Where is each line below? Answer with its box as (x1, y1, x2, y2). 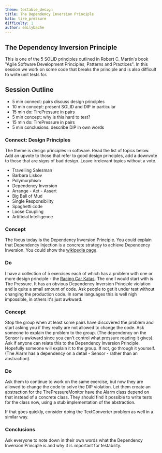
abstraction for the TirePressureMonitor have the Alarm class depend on (5, 389, 149, 395)
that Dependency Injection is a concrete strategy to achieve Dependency (5, 242, 150, 248)
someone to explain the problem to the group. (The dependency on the (5, 330, 147, 335)
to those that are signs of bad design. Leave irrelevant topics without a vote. (5, 158, 157, 164)
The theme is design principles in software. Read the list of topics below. (5, 148, 150, 154)
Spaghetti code (12, 204, 43, 209)
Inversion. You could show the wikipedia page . (5, 247, 98, 253)
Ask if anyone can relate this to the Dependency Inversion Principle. (5, 340, 140, 346)
